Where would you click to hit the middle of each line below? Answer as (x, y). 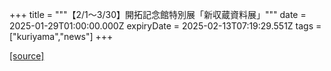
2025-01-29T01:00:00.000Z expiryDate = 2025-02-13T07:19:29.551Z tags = (165, 26)
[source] (27, 56)
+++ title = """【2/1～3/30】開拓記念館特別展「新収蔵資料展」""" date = (158, 14)
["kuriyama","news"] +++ (61, 36)
